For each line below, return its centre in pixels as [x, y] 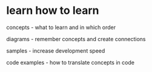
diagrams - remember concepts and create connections [76, 39]
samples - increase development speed [56, 51]
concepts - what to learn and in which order [61, 27]
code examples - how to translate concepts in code [71, 62]
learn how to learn [53, 11]
